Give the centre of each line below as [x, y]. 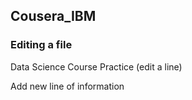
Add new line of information [67, 86]
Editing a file [41, 45]
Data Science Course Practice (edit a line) [96, 66]
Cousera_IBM [53, 16]
